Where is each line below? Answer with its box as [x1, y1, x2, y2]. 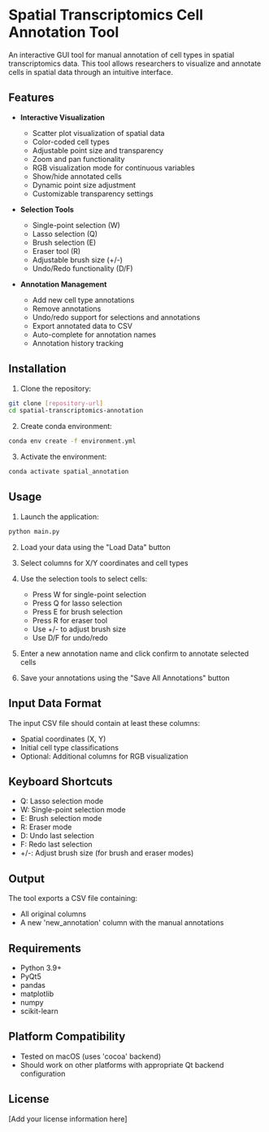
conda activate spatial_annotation [8, 468, 129, 476]
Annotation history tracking [32, 338, 124, 347]
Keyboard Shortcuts [8, 775, 113, 789]
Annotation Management [20, 279, 107, 289]
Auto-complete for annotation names [32, 330, 157, 339]
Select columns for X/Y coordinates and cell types [20, 557, 189, 567]
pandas [20, 981, 46, 990]
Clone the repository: [20, 383, 92, 393]
